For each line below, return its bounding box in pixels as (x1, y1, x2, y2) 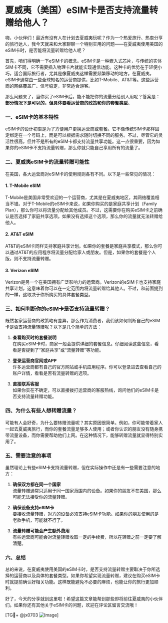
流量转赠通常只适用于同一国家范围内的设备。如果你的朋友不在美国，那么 (12, 488, 161, 494)
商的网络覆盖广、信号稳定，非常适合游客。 (5, 83, 93, 89)
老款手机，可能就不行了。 (12, 517, 65, 523)
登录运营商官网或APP (12, 358, 57, 364)
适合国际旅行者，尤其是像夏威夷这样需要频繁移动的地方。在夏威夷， (13, 70, 154, 76)
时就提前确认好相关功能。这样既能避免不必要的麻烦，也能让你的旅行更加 (5, 579, 154, 585)
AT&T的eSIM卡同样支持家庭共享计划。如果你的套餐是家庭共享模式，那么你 (5, 243, 158, 249)
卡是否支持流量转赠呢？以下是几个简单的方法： (5, 324, 101, 330)
